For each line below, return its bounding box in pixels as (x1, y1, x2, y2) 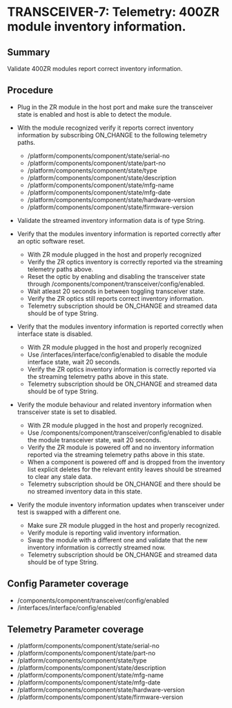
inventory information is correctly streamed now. (27, 543, 166, 551)
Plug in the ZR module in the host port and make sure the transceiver (17, 103, 213, 111)
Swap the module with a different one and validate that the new (27, 535, 208, 544)
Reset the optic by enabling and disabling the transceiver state (27, 272, 206, 280)
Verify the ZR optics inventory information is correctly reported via (27, 365, 216, 373)
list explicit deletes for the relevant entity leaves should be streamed (27, 465, 222, 473)
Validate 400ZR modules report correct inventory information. (7, 65, 183, 72)
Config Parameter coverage (7, 578, 129, 590)
